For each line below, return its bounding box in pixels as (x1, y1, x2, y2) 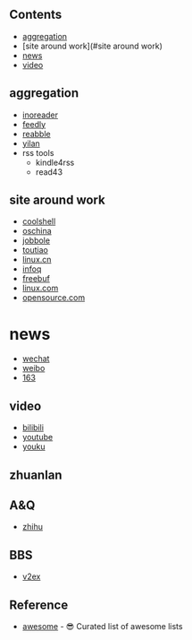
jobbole (21, 235, 51, 246)
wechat (21, 353, 50, 364)
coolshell (21, 216, 56, 227)
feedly (21, 118, 46, 129)
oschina (21, 226, 52, 237)
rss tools (21, 147, 54, 158)
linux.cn (21, 255, 52, 265)
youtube (21, 432, 54, 443)
